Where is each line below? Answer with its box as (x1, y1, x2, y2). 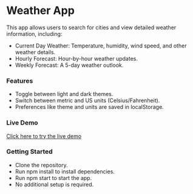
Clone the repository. (15, 161, 68, 168)
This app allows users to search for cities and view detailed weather (6, 24, 177, 31)
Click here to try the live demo (6, 132, 82, 140)
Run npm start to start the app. (15, 174, 92, 181)
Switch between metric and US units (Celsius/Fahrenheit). (15, 97, 160, 104)
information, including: (6, 30, 63, 37)
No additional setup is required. (15, 181, 94, 188)
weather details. (15, 48, 56, 55)
